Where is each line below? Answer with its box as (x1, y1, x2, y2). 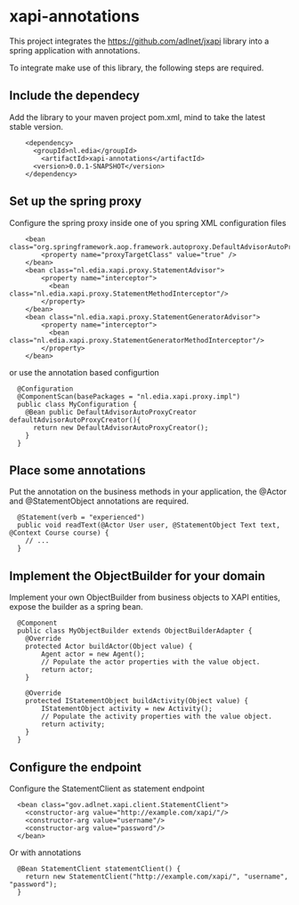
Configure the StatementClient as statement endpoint (9, 783, 205, 794)
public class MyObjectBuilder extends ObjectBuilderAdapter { (17, 626, 253, 635)
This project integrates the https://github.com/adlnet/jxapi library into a (9, 36, 270, 46)
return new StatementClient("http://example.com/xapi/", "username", (25, 872, 289, 881)
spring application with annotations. (9, 44, 141, 55)
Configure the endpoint (9, 759, 142, 775)
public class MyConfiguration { (17, 400, 138, 408)
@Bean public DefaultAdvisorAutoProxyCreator (25, 408, 198, 416)
